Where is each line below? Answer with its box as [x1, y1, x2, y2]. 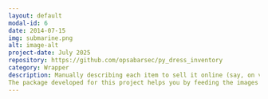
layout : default [8, 11, 62, 20]
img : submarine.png [8, 34, 73, 42]
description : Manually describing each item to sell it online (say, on [8, 71, 255, 79]
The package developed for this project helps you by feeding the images [8, 78, 259, 86]
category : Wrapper [8, 64, 69, 72]
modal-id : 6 [8, 19, 48, 27]
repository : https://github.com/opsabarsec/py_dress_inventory [8, 57, 223, 65]
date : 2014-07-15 [8, 26, 66, 34]
